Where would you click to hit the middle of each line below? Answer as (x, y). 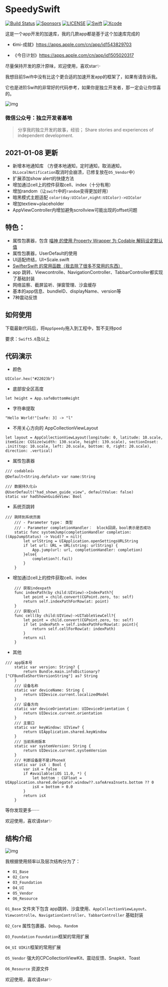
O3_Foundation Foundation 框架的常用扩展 (47, 936)
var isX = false (40, 769)
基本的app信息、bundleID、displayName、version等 (67, 291)
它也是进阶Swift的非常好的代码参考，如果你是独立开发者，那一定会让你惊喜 (83, 87)
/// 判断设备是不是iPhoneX (40, 761)
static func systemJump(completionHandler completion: (73, 532)
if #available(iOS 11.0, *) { (55, 774)
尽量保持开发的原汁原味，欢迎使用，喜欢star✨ (53, 66)
